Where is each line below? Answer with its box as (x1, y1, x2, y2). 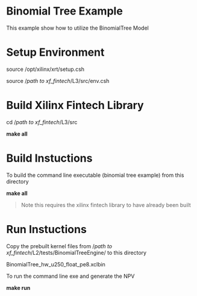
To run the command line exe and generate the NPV (6, 272, 135, 280)
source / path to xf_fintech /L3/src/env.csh (6, 77, 110, 84)
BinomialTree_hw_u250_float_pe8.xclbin (6, 260, 105, 268)
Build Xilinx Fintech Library (6, 99, 144, 113)
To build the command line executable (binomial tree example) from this (6, 171, 184, 179)
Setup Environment (6, 45, 105, 59)
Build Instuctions (6, 151, 93, 165)
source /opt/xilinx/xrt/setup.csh (6, 65, 85, 73)
